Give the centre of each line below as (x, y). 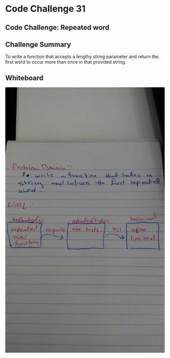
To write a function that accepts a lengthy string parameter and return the (82, 57)
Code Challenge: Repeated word (57, 28)
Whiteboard (25, 78)
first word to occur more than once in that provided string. (66, 62)
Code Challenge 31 (46, 9)
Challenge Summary (38, 44)
